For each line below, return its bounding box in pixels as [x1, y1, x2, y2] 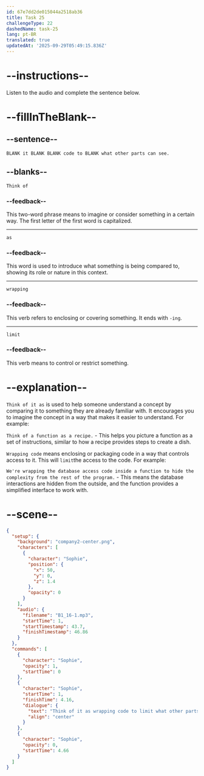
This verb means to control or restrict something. [6, 359, 129, 366]
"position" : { [28, 561, 64, 567]
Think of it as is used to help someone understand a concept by [6, 400, 172, 408]
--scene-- [6, 507, 58, 521]
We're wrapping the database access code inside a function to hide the [6, 468, 194, 474]
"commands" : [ [12, 646, 47, 652]
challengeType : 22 [6, 20, 53, 26]
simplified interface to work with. [6, 486, 89, 493]
